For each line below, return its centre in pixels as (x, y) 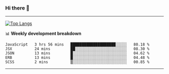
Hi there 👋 (18, 8)
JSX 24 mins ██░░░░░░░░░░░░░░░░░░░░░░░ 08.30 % (77, 49)
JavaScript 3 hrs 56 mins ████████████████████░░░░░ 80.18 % (77, 44)
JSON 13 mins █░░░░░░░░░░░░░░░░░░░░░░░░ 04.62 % (77, 53)
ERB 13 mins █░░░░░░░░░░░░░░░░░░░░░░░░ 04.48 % (77, 58)
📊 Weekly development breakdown (43, 33)
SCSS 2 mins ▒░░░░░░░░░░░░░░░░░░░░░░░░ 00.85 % (77, 62)
